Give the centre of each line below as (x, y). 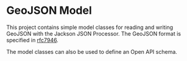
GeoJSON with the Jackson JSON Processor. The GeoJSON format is (94, 33)
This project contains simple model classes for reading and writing (90, 27)
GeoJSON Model (49, 11)
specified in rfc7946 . (33, 40)
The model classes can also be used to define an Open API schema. (92, 51)
